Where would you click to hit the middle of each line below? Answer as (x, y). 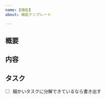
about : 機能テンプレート (28, 15)
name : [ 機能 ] (18, 10)
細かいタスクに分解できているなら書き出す (57, 91)
